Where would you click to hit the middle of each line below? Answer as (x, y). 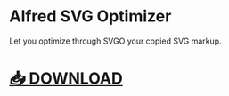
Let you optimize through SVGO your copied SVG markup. (115, 41)
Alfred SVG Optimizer (90, 16)
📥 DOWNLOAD (66, 79)
